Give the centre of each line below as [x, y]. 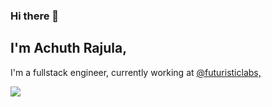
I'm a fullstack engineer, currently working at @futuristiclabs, [136, 72]
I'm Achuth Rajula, [69, 48]
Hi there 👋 [35, 16]
